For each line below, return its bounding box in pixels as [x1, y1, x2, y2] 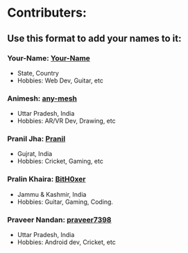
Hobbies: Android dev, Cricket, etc [17, 238, 116, 247]
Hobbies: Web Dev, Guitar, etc [17, 76, 104, 85]
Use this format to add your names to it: [7, 33, 182, 44]
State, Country [17, 69, 59, 77]
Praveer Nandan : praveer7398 [7, 215, 112, 225]
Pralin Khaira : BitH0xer [7, 175, 86, 184]
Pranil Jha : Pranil [7, 134, 66, 143]
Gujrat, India [17, 150, 53, 158]
